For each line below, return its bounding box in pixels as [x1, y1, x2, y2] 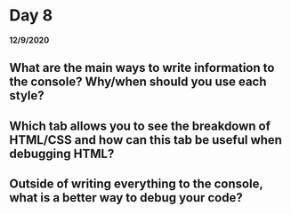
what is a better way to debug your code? [9, 190, 243, 205]
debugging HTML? [9, 146, 115, 161]
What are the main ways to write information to [9, 60, 275, 75]
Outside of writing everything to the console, [9, 177, 263, 192]
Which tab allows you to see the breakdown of [9, 118, 271, 133]
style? [9, 88, 44, 103]
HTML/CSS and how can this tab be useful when [9, 132, 283, 147]
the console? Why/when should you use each [9, 75, 267, 90]
